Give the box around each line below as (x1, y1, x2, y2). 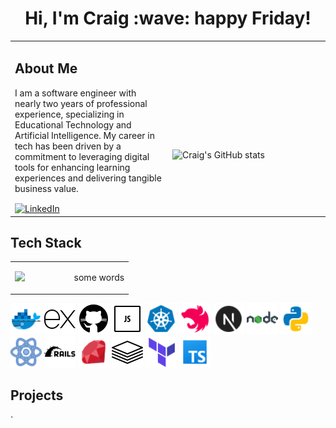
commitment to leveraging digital (14, 150, 150, 162)
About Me (14, 60, 78, 77)
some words (73, 272, 125, 284)
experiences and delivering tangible (14, 172, 162, 184)
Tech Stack (10, 235, 82, 252)
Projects (10, 387, 64, 404)
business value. (14, 182, 79, 194)
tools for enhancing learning (14, 161, 131, 173)
